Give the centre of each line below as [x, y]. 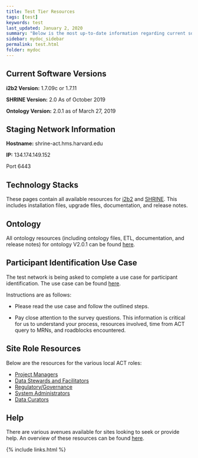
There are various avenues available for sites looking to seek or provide [93, 432]
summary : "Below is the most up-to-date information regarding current [96, 34]
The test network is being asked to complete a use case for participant [92, 277]
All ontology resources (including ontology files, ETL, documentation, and [95, 238]
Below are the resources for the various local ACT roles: [74, 363]
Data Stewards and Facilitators [52, 380]
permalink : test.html [33, 45]
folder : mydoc [24, 50]
